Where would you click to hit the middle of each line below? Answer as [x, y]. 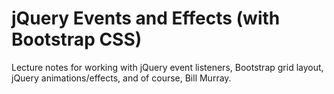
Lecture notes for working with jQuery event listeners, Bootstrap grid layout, [167, 67]
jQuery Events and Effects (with [146, 18]
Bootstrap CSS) [77, 39]
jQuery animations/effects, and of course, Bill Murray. [121, 78]
